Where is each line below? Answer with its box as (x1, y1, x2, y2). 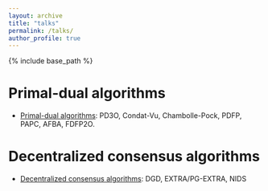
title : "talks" (8, 19, 60, 27)
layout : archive (8, 11, 63, 20)
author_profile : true (8, 34, 81, 43)
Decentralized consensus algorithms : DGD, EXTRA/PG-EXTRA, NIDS (19, 174, 247, 184)
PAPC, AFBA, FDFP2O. (19, 120, 95, 129)
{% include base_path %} (8, 56, 93, 66)
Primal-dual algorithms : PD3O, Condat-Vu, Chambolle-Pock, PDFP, (19, 111, 242, 120)
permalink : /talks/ (8, 26, 74, 35)
